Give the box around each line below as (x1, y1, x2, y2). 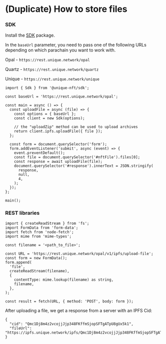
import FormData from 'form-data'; (5, 225, 79, 230)
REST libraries (5, 209, 40, 216)
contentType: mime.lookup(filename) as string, (14, 277, 114, 282)
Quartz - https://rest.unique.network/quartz (5, 66, 99, 72)
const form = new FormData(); (5, 255, 68, 260)
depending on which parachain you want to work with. (5, 47, 116, 53)
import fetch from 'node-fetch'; (5, 229, 74, 235)
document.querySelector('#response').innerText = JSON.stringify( (14, 163, 154, 169)
